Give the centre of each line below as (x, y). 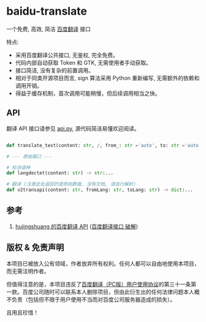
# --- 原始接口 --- (29, 156)
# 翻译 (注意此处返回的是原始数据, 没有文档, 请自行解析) (71, 184)
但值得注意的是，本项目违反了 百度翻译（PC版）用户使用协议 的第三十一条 (99, 284)
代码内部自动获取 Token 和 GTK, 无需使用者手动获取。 (83, 62)
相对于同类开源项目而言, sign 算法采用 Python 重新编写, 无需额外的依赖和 (107, 78)
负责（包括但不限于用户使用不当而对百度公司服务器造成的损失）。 (93, 299)
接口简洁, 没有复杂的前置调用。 (54, 70)
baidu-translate (47, 11)
